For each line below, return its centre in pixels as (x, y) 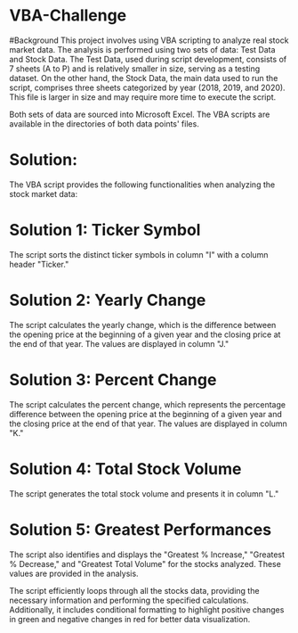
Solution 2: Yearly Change (108, 300)
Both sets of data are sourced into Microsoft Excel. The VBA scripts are (140, 114)
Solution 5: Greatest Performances (141, 529)
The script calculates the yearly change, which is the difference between (143, 325)
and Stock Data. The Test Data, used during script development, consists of (148, 59)
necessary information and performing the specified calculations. (129, 600)
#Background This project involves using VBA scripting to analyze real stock (149, 40)
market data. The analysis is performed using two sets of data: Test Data (142, 49)
